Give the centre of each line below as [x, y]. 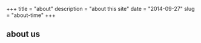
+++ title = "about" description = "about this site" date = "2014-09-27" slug [100, 9]
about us [23, 34]
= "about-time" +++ [31, 15]
